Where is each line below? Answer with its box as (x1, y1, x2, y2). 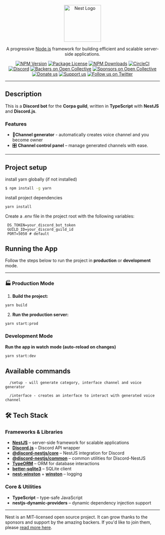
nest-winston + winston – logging (12, 471, 82, 477)
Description (5, 90, 42, 98)
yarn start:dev (5, 353, 36, 358)
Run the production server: (12, 312, 69, 317)
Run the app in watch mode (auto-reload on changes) (5, 344, 116, 349)
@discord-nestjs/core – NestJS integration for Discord (12, 450, 125, 456)
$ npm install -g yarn (5, 186, 52, 190)
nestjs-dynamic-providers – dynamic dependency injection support (12, 500, 151, 505)
